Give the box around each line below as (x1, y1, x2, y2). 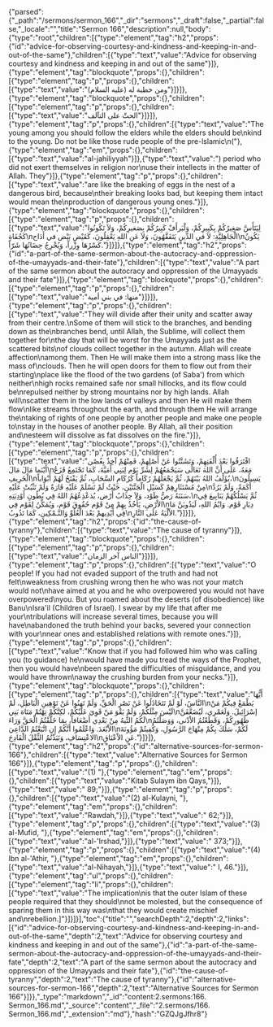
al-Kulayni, (141, 793, 178, 803)
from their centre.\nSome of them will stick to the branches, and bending (8, 318, 252, 328)
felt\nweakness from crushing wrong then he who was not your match (8, 577, 244, 586)
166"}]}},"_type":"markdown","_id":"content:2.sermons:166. (8, 992, 207, 1001)
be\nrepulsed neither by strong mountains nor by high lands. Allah (8, 387, 230, 397)
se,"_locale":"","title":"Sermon (8, 24, 108, 33)
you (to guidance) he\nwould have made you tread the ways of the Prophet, (8, 655, 262, 664)
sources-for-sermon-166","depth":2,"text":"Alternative (8, 983, 190, 993)
